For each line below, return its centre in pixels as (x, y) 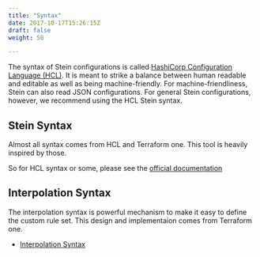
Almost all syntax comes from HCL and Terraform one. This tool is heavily (128, 145)
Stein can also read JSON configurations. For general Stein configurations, (130, 93)
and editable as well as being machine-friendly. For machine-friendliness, (128, 84)
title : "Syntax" (35, 15)
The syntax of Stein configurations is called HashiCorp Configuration (121, 67)
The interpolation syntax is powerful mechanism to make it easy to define (128, 212)
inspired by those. (38, 153)
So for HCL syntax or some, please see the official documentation (115, 168)
